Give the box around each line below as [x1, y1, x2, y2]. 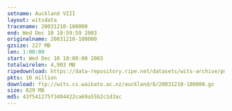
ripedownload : [7, 68, 48, 74]
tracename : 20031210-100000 [7, 23, 88, 30]
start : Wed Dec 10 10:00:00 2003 [7, 55, 104, 62]
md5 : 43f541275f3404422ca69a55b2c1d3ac [7, 94, 122, 101]
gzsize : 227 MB [7, 42, 51, 49]
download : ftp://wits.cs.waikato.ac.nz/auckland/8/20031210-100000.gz [7, 81, 215, 88]
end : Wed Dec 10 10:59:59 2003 [7, 29, 97, 37]
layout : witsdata [7, 17, 57, 23]
